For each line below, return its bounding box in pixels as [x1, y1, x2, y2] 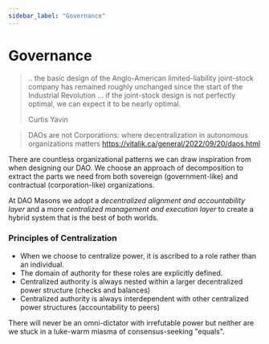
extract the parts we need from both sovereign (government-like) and [8, 171, 238, 181]
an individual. [19, 259, 64, 269]
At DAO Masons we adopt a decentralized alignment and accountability [8, 195, 246, 205]
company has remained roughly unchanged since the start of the [27, 81, 243, 91]
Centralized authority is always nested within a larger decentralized [19, 276, 243, 286]
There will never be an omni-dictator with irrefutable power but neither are [8, 317, 255, 327]
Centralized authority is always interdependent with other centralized [19, 293, 249, 303]
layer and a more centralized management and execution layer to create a [8, 204, 255, 213]
